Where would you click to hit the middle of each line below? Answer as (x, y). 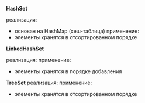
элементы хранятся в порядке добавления (68, 71)
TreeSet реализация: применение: (49, 83)
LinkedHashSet (25, 49)
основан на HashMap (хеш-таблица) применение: (77, 31)
